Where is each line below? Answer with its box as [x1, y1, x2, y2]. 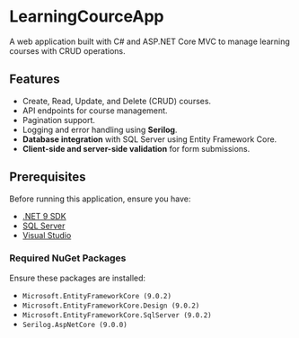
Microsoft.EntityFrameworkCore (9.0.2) [22, 291, 172, 300]
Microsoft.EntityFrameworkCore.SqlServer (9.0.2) [22, 310, 213, 320]
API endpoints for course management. [22, 105, 168, 116]
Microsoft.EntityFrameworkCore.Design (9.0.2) [22, 301, 200, 310]
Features [9, 72, 60, 87]
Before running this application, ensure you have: [9, 193, 191, 204]
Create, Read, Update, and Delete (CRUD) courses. [22, 95, 212, 106]
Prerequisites [9, 169, 86, 185]
